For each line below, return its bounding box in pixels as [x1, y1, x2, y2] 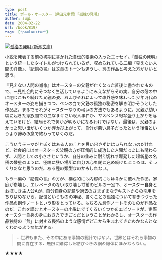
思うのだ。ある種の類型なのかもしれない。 [26, 165, 111, 171]
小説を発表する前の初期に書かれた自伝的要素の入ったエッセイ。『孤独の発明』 [5, 54, 158, 60]
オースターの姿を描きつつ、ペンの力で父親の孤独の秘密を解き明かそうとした [5, 100, 157, 106]
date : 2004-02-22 [5, 20, 40, 26]
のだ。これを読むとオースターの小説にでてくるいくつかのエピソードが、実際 [5, 206, 157, 211]
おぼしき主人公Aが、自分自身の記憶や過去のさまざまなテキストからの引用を [5, 188, 156, 194]
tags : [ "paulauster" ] [5, 30, 49, 34]
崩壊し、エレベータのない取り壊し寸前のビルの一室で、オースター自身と [13, 182, 157, 187]
